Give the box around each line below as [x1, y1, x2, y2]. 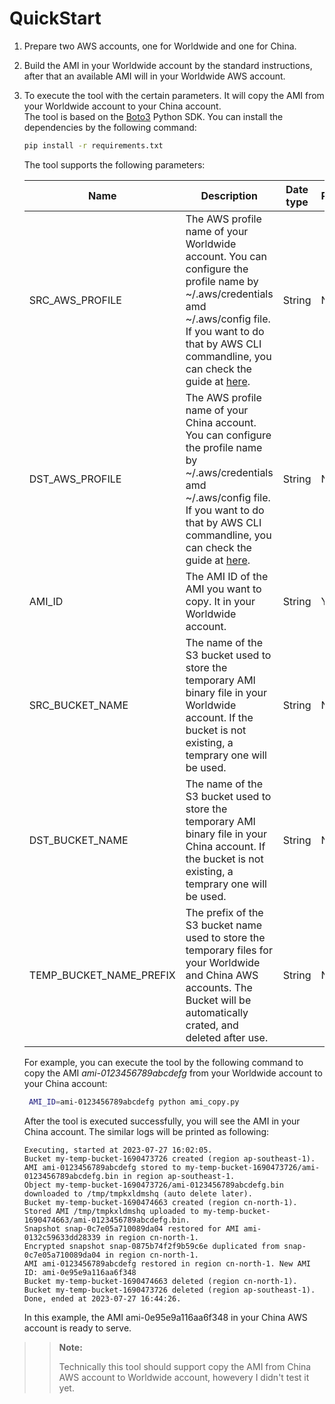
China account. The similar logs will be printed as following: [23, 1125, 270, 1137]
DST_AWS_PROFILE [28, 472, 122, 486]
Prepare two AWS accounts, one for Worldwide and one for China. [23, 40, 297, 52]
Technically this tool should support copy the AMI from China [58, 1360, 312, 1372]
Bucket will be [185, 993, 252, 1007]
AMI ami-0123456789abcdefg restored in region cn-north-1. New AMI [23, 1258, 311, 1269]
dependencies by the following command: [23, 121, 197, 133]
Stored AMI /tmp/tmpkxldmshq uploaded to [23, 1206, 199, 1216]
